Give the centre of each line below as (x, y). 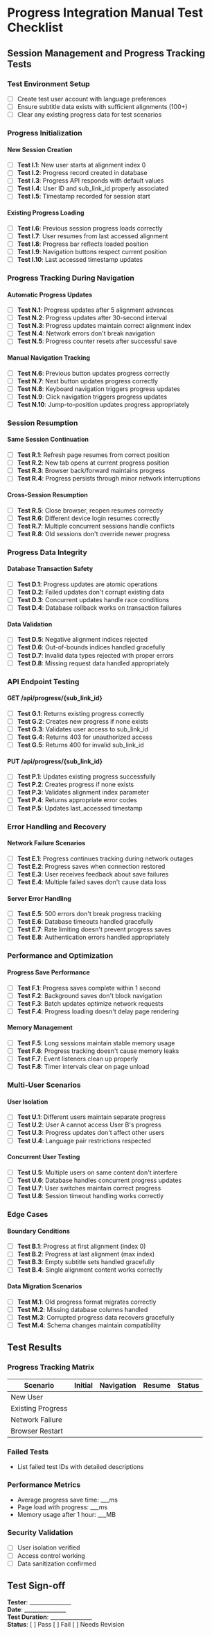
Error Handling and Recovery (57, 827)
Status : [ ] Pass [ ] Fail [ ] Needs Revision (66, 1625)
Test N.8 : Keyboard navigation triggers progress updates (99, 389)
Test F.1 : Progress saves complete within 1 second (89, 988)
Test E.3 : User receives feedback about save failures (93, 874)
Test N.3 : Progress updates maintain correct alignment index (104, 326)
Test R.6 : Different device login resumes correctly (88, 518)
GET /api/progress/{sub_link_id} (55, 698)
